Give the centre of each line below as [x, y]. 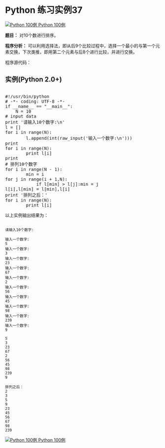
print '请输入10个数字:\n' [35, 122]
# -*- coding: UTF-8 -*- [35, 101]
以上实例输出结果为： [27, 215]
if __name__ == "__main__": [39, 106]
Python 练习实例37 [44, 10]
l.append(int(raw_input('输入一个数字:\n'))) [79, 138]
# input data [21, 116]
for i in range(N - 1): [34, 169]
